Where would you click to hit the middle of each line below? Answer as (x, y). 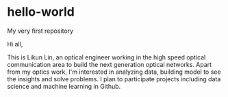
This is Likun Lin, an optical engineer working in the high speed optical (106, 57)
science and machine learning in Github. (64, 86)
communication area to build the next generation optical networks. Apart (110, 64)
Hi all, (15, 44)
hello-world (41, 12)
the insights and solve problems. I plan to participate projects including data (114, 79)
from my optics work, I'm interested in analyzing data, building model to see (114, 72)
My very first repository (40, 31)
